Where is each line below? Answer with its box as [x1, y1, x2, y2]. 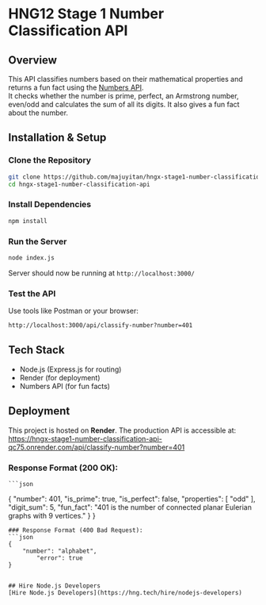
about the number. [8, 108, 69, 118]
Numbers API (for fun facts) [19, 381, 111, 391]
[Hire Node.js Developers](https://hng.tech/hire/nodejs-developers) [8, 588, 243, 596]
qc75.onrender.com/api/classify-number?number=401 [8, 442, 185, 452]
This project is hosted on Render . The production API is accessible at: [8, 426, 237, 435]
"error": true [36, 553, 83, 562]
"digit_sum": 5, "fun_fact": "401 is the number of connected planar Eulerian [8, 502, 252, 512]
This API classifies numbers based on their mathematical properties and [8, 75, 243, 83]
